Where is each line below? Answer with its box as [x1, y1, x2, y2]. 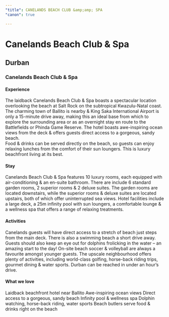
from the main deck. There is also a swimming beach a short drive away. [5, 234, 156, 241]
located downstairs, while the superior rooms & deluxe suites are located [5, 190, 156, 196]
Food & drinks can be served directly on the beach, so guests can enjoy [5, 140, 155, 147]
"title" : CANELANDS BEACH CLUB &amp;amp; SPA [5, 7, 102, 13]
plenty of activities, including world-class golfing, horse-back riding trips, [5, 256, 158, 262]
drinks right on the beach [5, 306, 58, 312]
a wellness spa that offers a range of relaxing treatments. [5, 206, 124, 213]
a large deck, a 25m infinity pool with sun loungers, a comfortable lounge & [5, 201, 161, 207]
